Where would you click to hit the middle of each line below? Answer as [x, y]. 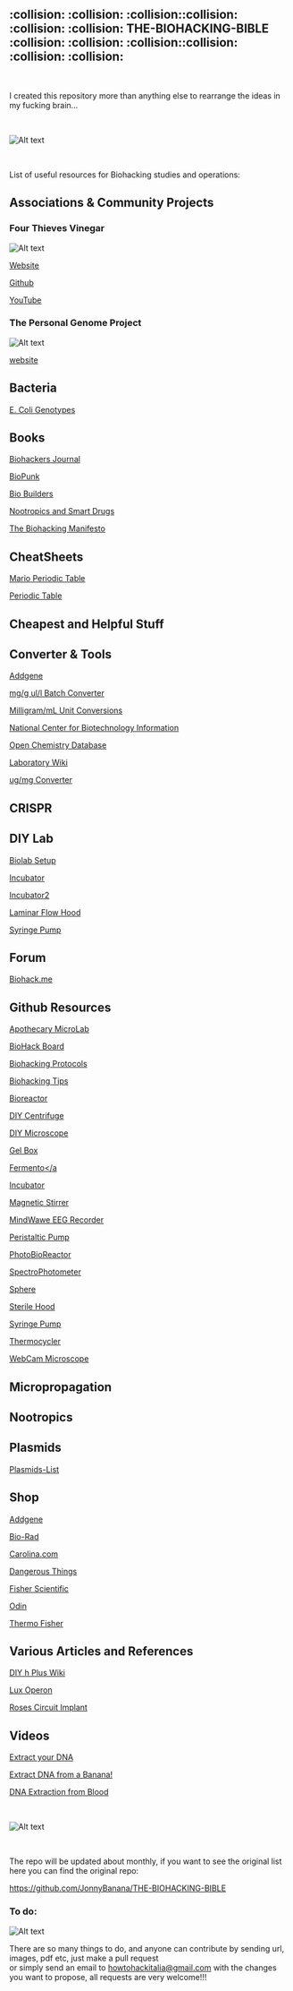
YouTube [25, 300]
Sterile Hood [32, 1307]
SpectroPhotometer [46, 1272]
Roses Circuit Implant [48, 1708]
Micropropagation [61, 1387]
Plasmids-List [34, 1469]
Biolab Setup [33, 860]
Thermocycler [35, 1342]
